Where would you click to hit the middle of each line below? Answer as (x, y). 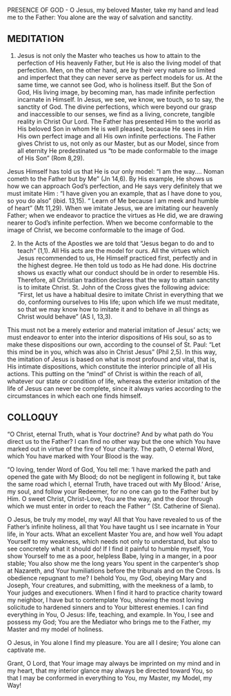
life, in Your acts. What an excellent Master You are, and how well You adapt (115, 534)
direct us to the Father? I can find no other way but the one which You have (114, 441)
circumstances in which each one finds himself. (75, 396)
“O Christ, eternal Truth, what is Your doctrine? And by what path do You (110, 434)
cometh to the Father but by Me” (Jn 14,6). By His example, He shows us (110, 178)
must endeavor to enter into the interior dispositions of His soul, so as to (110, 337)
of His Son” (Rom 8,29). (51, 158)
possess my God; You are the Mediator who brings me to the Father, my (109, 622)
